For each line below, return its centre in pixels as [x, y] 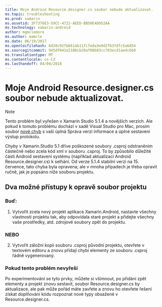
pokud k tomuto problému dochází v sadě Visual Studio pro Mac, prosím [77, 126]
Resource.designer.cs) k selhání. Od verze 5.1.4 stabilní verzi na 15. [72, 162]
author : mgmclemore [25, 32]
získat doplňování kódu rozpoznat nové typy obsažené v [62, 294]
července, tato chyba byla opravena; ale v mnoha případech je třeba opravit [81, 167]
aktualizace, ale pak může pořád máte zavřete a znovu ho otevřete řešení [79, 289]
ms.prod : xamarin [23, 18]
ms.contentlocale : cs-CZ [30, 59]
